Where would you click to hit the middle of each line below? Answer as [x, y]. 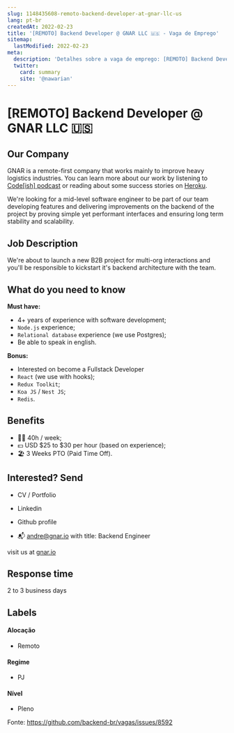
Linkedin [30, 508]
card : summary [40, 72]
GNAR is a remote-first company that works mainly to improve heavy [106, 171]
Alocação [22, 630]
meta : [15, 53]
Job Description [43, 243]
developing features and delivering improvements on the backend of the [111, 207]
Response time [40, 574]
